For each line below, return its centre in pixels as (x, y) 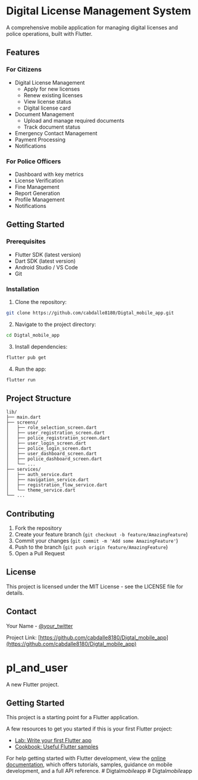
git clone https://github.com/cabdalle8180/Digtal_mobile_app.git (90, 313)
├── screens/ (22, 422)
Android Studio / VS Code (46, 267)
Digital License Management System (99, 11)
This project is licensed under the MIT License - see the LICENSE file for (95, 586)
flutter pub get (26, 358)
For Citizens (24, 70)
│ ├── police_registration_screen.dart (58, 438)
